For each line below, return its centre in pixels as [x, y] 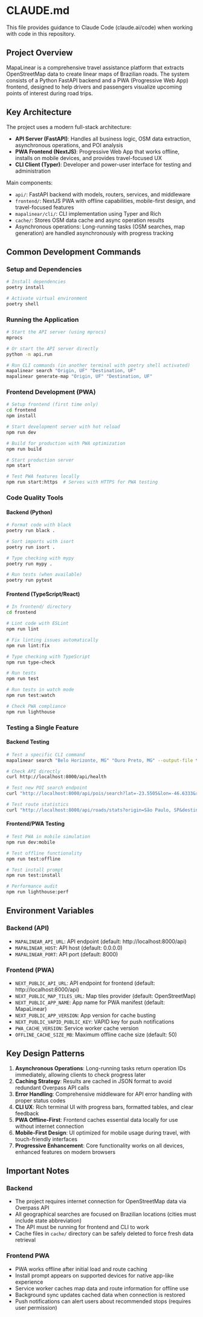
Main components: [30, 182]
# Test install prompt [35, 870]
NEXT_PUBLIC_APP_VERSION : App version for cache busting [85, 1015]
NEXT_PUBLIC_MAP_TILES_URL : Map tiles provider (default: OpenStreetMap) [105, 996]
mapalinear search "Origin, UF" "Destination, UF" [71, 371]
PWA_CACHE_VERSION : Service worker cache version [77, 1028]
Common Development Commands [73, 252]
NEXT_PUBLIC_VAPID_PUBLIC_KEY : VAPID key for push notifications [95, 1021]
